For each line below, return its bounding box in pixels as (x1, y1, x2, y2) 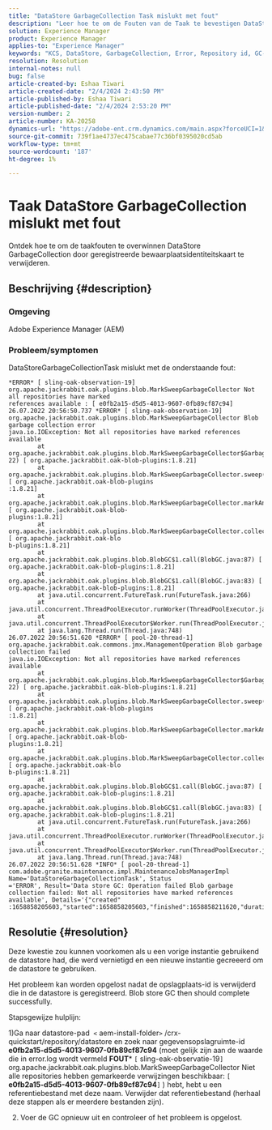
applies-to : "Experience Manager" (8, 42, 125, 50)
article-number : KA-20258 (8, 117, 96, 126)
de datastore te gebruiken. (8, 963, 97, 973)
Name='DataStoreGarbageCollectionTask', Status (8, 875, 172, 883)
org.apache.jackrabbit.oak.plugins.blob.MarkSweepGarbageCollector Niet (8, 1062, 256, 1072)
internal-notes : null (8, 65, 82, 73)
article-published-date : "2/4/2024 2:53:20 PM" (8, 102, 172, 110)
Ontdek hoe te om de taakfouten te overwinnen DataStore (8, 241, 201, 251)
